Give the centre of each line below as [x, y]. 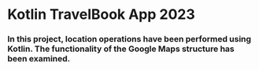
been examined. [39, 59]
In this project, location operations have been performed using [129, 39]
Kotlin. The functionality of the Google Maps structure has [121, 49]
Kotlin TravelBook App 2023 [102, 15]
